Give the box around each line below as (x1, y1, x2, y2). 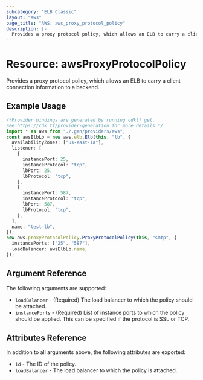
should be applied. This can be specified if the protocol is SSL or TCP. (14, 315, 190, 323)
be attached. (14, 302, 47, 309)
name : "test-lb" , (11, 224, 56, 230)
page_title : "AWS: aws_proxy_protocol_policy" (6, 20, 126, 26)
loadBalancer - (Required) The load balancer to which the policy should (14, 296, 193, 303)
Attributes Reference (6, 332, 87, 343)
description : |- (6, 25, 47, 32)
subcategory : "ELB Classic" (6, 8, 77, 15)
